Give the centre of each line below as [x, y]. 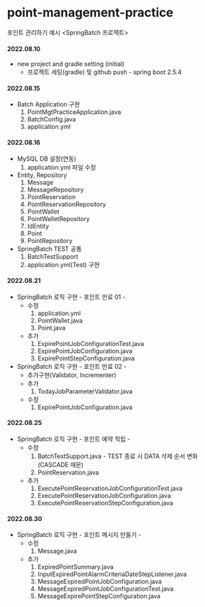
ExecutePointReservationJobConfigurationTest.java [110, 488]
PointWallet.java [60, 320]
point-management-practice [90, 13]
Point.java [51, 328]
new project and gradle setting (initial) [71, 64]
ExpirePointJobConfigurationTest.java [91, 343]
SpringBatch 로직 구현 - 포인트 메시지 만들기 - [79, 535]
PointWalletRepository [59, 218]
